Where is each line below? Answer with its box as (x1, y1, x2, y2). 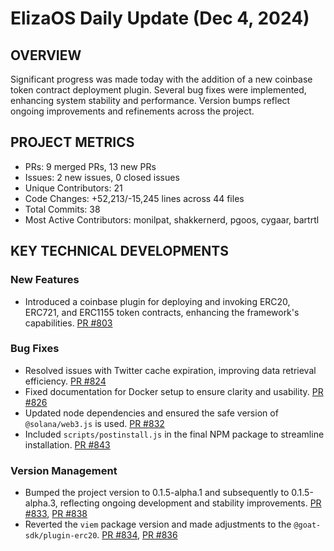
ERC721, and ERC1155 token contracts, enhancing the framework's (24, 306, 300, 318)
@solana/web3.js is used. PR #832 (24, 417, 165, 429)
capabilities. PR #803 (24, 317, 113, 329)
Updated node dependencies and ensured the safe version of (24, 407, 279, 419)
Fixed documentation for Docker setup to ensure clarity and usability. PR (24, 385, 324, 397)
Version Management (10, 463, 118, 477)
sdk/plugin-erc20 (24, 531, 98, 541)
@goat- (293, 520, 322, 531)
